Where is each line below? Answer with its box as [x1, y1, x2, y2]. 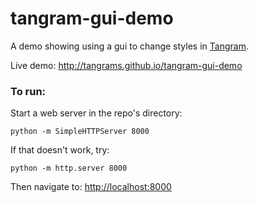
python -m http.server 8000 [10, 163, 128, 174]
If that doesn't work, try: [10, 144, 110, 156]
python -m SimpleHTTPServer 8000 [10, 127, 150, 137]
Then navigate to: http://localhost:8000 [10, 181, 172, 193]
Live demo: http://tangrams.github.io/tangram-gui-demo [10, 59, 243, 71]
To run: [10, 84, 47, 98]
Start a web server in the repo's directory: [10, 107, 183, 119]
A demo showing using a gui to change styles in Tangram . [10, 40, 249, 52]
